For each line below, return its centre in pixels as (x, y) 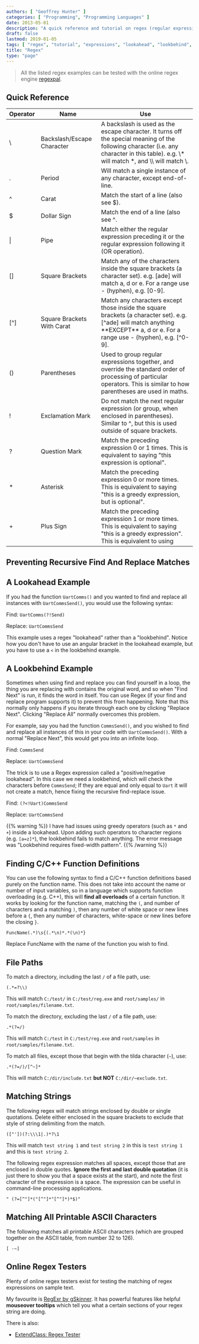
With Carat (56, 327)
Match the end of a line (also (141, 212)
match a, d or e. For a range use (145, 283)
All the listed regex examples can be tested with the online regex (99, 72)
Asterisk (52, 487)
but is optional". (123, 502)
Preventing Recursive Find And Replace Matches (98, 562)
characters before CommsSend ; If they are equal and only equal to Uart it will (97, 785)
